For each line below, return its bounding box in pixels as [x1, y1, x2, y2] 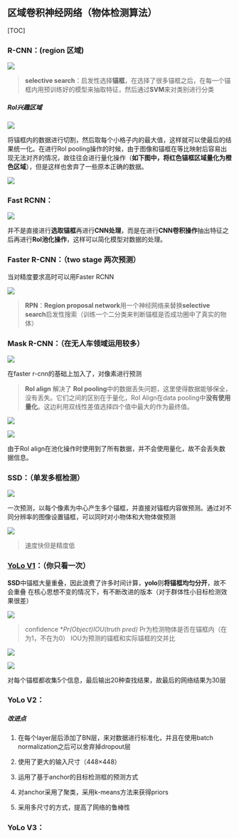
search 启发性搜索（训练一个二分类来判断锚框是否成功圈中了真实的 [24, 310, 221, 318]
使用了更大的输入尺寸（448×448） [17, 757, 121, 766]
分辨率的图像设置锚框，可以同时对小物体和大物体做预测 [13, 513, 176, 521]
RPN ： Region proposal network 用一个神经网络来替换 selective [24, 301, 211, 309]
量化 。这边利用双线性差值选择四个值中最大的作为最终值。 [24, 402, 193, 410]
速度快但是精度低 [24, 541, 75, 550]
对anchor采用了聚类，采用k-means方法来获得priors [17, 788, 169, 797]
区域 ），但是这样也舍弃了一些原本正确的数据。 [13, 163, 148, 171]
